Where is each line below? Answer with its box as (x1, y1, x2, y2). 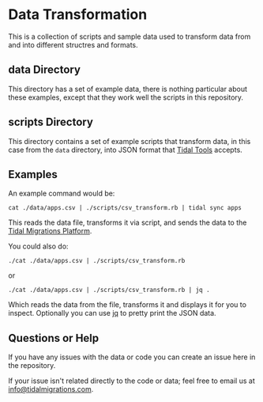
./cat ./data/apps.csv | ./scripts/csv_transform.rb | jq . (8, 286, 211, 294)
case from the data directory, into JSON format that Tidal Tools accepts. (8, 145, 242, 154)
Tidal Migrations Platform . (8, 226, 92, 236)
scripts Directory (8, 116, 93, 129)
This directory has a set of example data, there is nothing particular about (8, 84, 247, 93)
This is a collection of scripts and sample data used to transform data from (8, 32, 251, 41)
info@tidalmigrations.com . (8, 385, 94, 394)
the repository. (8, 361, 56, 370)
